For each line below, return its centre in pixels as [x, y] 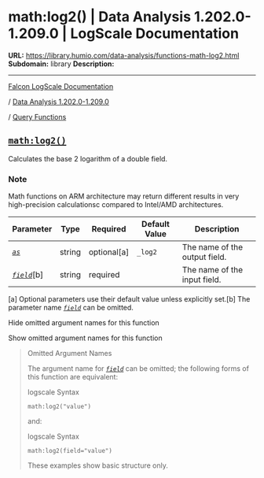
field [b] [28, 275]
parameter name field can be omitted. [71, 308]
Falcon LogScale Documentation [61, 86]
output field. [204, 258]
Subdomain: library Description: [61, 64]
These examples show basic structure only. [98, 465]
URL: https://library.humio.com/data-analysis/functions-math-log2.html [124, 55]
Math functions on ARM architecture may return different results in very [124, 196]
